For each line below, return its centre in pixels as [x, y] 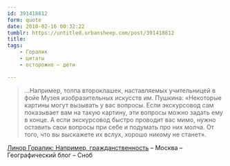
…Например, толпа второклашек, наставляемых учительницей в [120, 90]
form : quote [24, 20]
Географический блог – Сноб [50, 155]
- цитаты [32, 59]
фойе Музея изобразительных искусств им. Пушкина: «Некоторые [123, 98]
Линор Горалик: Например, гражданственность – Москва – [95, 147]
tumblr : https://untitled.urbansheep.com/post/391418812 [91, 33]
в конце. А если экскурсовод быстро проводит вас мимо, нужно [120, 120]
